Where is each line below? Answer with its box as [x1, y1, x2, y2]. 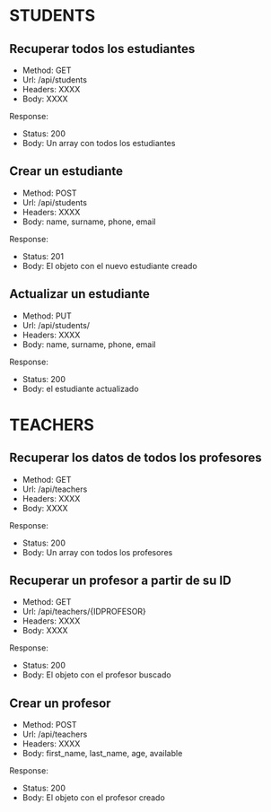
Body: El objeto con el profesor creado [22, 792, 166, 803]
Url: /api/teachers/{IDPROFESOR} [22, 607, 146, 617]
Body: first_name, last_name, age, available [22, 748, 183, 759]
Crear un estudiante [9, 163, 124, 179]
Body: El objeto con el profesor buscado [22, 669, 172, 680]
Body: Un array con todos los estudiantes [22, 138, 176, 148]
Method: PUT [22, 310, 72, 321]
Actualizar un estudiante [9, 286, 150, 301]
